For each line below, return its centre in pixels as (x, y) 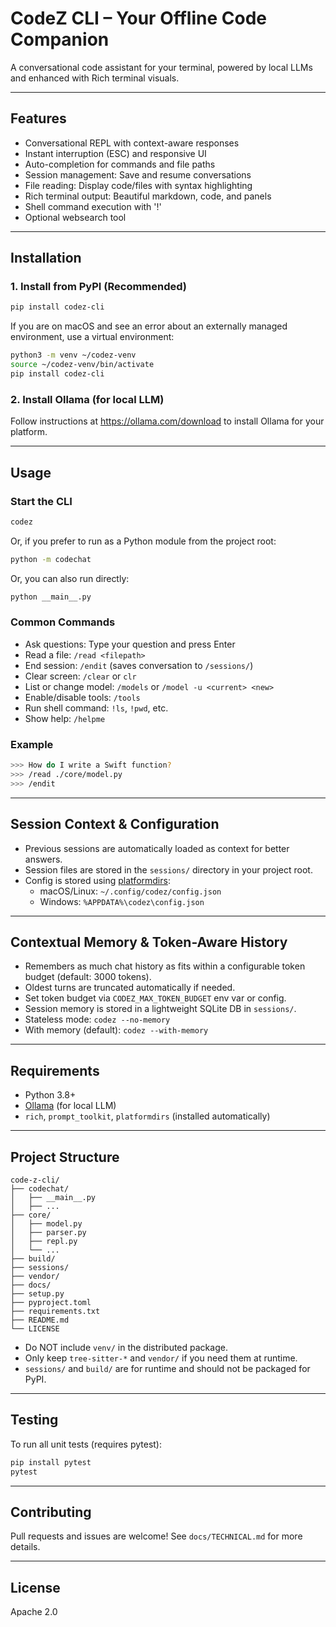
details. (25, 1547)
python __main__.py (51, 597)
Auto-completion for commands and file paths (120, 164)
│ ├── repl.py (44, 1242)
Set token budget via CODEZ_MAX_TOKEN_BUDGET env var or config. (155, 998)
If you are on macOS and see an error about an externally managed (149, 326)
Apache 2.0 (34, 1612)
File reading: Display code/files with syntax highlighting (138, 185)
